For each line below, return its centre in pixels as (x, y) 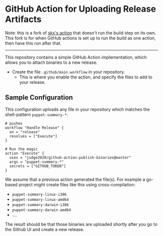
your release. (33, 82)
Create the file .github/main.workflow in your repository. (68, 72)
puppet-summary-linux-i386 (39, 194)
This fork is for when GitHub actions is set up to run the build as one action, (81, 38)
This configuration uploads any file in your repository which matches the (78, 109)
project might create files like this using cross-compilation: (77, 184)
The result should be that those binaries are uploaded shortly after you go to (81, 224)
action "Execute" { (25, 153)
